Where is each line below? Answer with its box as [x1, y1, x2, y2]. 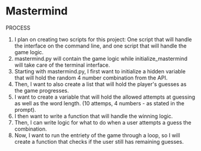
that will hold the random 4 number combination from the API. [14, 74, 168, 81]
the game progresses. [14, 87, 69, 94]
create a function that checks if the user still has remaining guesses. [14, 138, 184, 145]
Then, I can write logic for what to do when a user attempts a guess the [14, 119, 192, 126]
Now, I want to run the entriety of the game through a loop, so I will [14, 131, 181, 139]
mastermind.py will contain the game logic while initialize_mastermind [14, 55, 188, 62]
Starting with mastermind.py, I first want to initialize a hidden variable [14, 67, 186, 75]
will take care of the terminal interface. [14, 61, 110, 69]
